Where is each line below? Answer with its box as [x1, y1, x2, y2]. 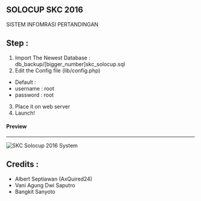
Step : [6, 38, 29, 49]
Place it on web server [14, 103, 71, 110]
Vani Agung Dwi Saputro [14, 181, 76, 188]
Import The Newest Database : [14, 54, 91, 61]
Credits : [6, 159, 39, 170]
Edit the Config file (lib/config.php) [14, 67, 100, 74]
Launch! [14, 109, 35, 116]
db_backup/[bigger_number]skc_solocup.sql [14, 60, 126, 68]
